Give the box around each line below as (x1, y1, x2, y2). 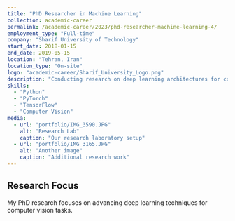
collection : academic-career (7, 17, 92, 24)
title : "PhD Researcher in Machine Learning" (7, 10, 142, 18)
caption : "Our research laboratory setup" (20, 134, 145, 141)
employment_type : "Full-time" (7, 29, 96, 37)
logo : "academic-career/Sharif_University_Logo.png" (7, 69, 164, 76)
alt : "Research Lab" (20, 128, 80, 135)
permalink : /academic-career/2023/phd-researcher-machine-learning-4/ (7, 23, 218, 30)
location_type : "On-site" (7, 62, 83, 69)
